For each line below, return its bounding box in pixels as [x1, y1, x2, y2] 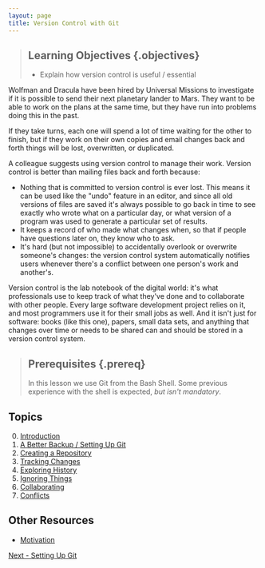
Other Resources [8, 514, 94, 527]
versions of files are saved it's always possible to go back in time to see [19, 200, 256, 209]
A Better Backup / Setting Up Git [19, 439, 126, 449]
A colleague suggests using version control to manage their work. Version [8, 159, 251, 169]
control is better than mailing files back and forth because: [8, 167, 201, 177]
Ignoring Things [19, 473, 73, 483]
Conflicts [19, 491, 50, 500]
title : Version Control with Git [8, 19, 120, 27]
